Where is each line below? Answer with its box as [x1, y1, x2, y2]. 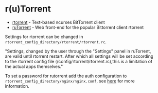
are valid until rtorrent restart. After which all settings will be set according [5, 53, 154, 59]
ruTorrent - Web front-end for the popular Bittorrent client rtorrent [12, 24, 144, 30]
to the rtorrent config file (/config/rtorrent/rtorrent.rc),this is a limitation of [5, 58, 153, 64]
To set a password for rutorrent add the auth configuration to [5, 73, 127, 79]
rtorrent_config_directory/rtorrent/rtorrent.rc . [5, 39, 107, 44]
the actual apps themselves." [5, 64, 63, 69]
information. [5, 83, 30, 89]
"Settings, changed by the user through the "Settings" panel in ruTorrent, [5, 48, 152, 54]
